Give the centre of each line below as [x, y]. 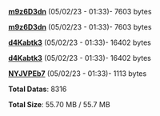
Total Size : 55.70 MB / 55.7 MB [59, 104]
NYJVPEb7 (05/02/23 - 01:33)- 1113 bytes [78, 74]
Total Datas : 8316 [38, 89]
